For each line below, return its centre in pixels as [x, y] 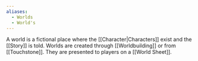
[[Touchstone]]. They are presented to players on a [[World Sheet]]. [89, 52]
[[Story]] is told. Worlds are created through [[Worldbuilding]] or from [91, 46]
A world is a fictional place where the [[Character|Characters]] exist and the [99, 40]
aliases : [17, 12]
